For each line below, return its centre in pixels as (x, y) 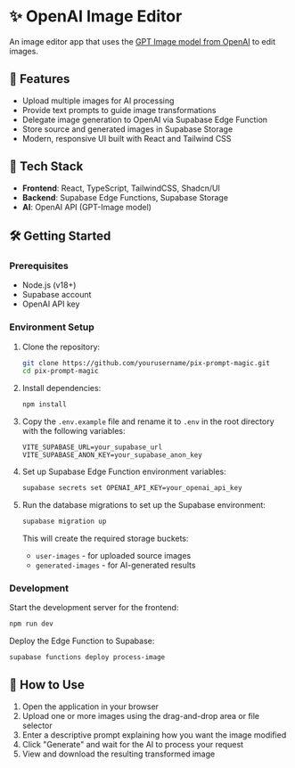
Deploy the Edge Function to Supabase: (82, 641)
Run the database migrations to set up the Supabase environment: (143, 505)
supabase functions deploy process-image (87, 658)
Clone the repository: (61, 347)
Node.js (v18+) (49, 285)
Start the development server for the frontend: (94, 608)
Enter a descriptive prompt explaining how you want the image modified (154, 735)
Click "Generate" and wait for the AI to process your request (132, 744)
